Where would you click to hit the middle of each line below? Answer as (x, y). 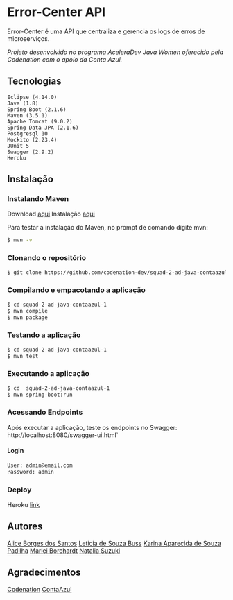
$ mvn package (28, 317)
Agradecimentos (44, 573)
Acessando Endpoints (45, 412)
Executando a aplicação (49, 374)
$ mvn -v (20, 240)
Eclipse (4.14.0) (32, 97)
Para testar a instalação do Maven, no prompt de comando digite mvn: (107, 228)
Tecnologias (34, 82)
